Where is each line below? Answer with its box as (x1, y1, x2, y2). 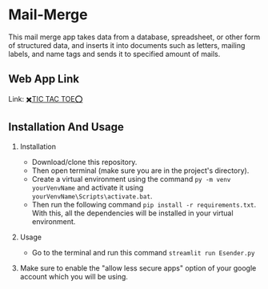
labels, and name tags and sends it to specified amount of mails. (8, 49, 221, 58)
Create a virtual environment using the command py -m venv (31, 174, 231, 183)
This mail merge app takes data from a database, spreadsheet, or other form (8, 32, 261, 42)
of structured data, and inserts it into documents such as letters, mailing (8, 40, 246, 50)
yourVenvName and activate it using (31, 183, 144, 192)
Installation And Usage (8, 120, 124, 134)
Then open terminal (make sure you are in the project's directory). (31, 166, 250, 175)
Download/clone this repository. (31, 157, 138, 167)
